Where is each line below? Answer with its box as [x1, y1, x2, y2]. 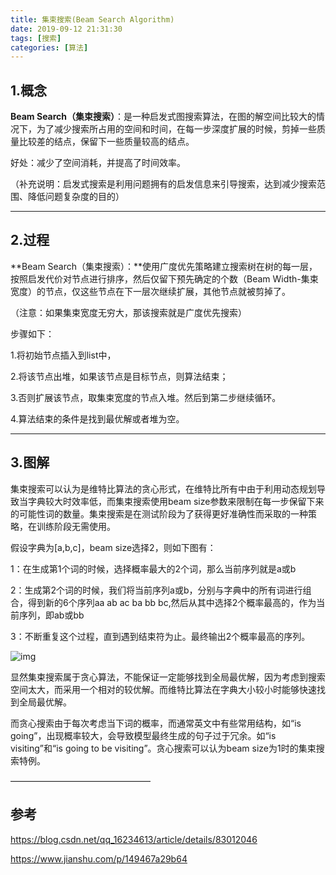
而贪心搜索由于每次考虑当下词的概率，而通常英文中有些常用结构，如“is [10, 717, 302, 729]
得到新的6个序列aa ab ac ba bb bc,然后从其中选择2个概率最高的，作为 [27, 596, 317, 608]
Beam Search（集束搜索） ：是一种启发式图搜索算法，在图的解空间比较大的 [10, 111, 317, 123]
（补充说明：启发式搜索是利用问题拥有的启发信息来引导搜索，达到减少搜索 [10, 178, 317, 190]
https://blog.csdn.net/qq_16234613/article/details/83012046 [10, 833, 258, 845]
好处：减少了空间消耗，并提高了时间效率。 [10, 157, 186, 169]
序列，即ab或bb [18, 609, 85, 621]
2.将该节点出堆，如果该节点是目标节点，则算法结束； [10, 370, 229, 382]
